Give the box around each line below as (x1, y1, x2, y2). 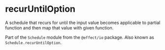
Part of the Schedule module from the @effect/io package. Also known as (5, 34, 154, 40)
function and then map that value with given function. (5, 25, 114, 30)
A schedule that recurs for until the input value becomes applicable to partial (5, 20, 161, 25)
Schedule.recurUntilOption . (5, 39, 62, 45)
